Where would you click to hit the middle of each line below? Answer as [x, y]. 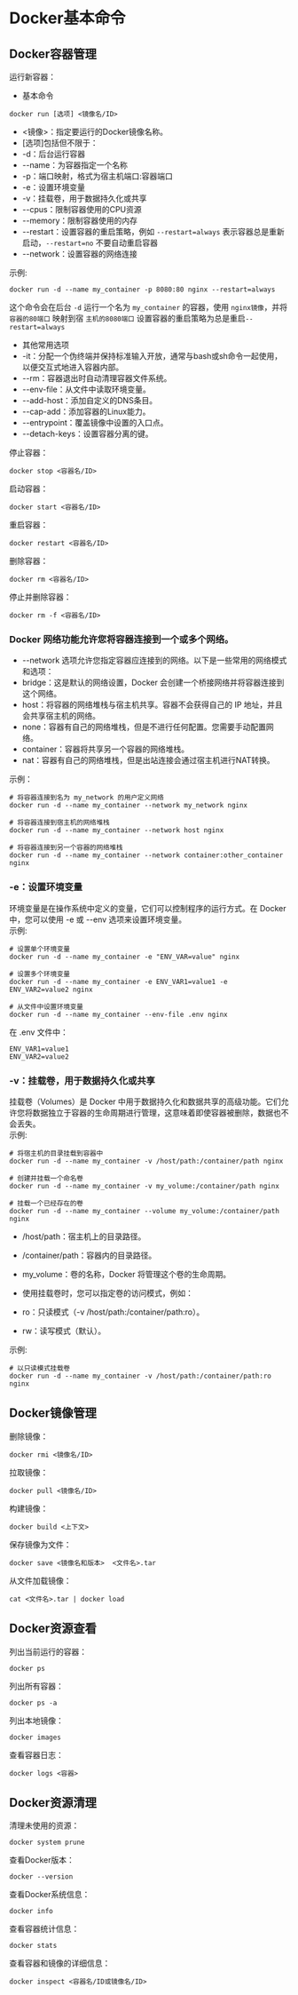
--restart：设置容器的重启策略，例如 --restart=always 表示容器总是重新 [153, 231]
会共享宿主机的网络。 [61, 716]
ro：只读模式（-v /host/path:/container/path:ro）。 [113, 1312]
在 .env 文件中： [39, 1032]
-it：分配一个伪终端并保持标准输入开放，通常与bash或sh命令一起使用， [152, 356]
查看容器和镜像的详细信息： [60, 1963]
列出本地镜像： [36, 1721]
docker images [35, 1737]
